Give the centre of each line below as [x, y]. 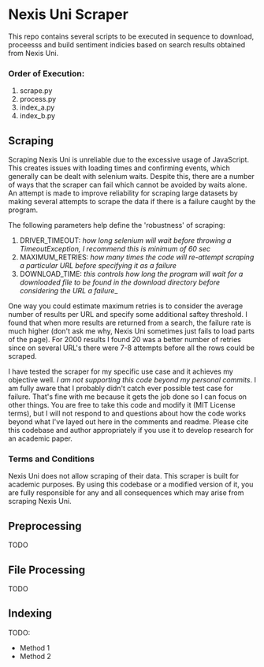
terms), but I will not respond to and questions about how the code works [127, 414]
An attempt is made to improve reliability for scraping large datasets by [123, 193]
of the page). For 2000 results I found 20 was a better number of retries [125, 340]
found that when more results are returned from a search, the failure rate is [130, 323]
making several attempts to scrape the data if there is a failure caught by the [132, 202]
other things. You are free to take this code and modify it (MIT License [122, 405]
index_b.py [37, 116]
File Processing [47, 570]
